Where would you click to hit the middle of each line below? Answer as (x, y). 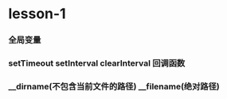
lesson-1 (37, 14)
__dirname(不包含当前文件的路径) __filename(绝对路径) (114, 86)
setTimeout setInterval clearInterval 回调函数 (97, 63)
